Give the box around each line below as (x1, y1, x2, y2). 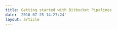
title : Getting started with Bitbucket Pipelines (5, 7, 112, 13)
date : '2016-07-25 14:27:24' (5, 12, 67, 17)
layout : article (5, 17, 40, 22)
